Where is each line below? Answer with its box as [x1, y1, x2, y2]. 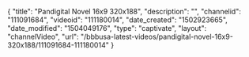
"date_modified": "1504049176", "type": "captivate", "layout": [7, 24, 207, 32]
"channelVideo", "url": [7, 32, 80, 41]
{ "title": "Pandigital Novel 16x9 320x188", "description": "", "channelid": [7, 7, 242, 16]
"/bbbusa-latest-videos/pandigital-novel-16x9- [81, 32, 234, 41]
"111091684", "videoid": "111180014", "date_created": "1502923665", [7, 15, 228, 25]
